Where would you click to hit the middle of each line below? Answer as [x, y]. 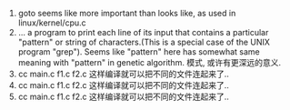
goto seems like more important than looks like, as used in [127, 13]
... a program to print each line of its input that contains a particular [143, 32]
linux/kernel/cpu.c [52, 23]
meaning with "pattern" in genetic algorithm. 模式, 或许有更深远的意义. [150, 62]
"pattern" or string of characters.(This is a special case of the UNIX [144, 42]
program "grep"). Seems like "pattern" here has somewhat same [139, 52]
